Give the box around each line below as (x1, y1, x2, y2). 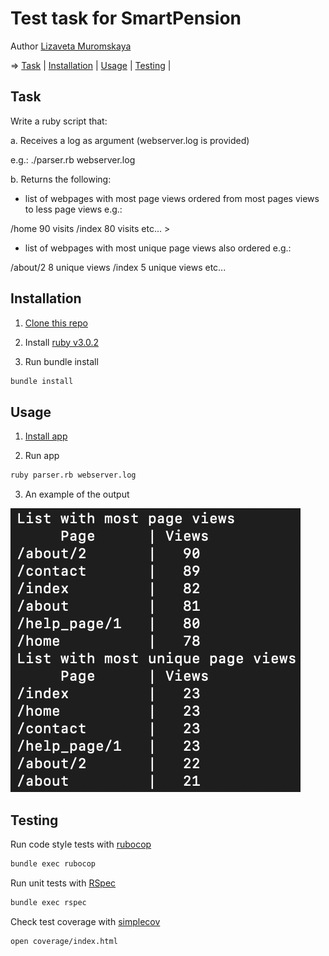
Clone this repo (24, 317, 88, 329)
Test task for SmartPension (10, 7, 242, 30)
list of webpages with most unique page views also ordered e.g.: (24, 242, 292, 254)
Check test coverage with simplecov (10, 915, 161, 927)
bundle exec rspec (10, 897, 87, 907)
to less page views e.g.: (24, 203, 123, 215)
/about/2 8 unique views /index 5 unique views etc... (10, 261, 227, 273)
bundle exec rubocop (10, 858, 97, 869)
